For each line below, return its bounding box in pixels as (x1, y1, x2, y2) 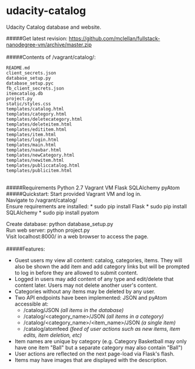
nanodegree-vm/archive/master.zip (6, 41, 92, 48)
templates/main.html (6, 142, 57, 148)
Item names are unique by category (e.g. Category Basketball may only (14, 337, 187, 344)
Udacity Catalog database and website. (6, 23, 102, 31)
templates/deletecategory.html (6, 116, 83, 122)
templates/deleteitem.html (6, 121, 72, 127)
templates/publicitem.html (6, 167, 72, 174)
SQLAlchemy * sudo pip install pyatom (6, 209, 99, 216)
